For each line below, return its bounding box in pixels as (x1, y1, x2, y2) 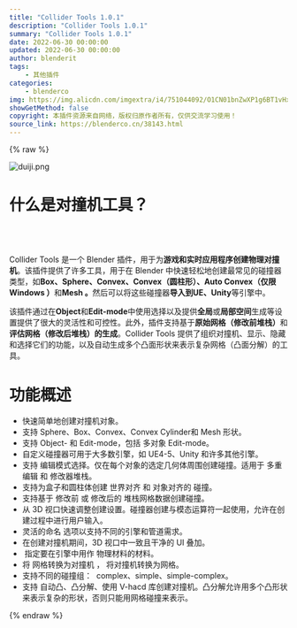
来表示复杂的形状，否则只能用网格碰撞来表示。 (21, 593, 193, 603)
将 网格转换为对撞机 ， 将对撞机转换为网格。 (21, 559, 184, 571)
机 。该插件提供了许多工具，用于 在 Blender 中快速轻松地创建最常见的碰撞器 (9, 265, 282, 276)
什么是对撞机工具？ (9, 195, 149, 215)
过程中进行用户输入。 (29, 515, 108, 526)
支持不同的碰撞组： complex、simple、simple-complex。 (21, 571, 233, 581)
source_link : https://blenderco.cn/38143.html (9, 120, 184, 129)
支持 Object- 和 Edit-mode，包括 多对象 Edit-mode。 (21, 438, 215, 448)
